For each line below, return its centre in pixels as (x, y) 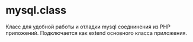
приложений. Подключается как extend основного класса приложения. (96, 33)
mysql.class (36, 10)
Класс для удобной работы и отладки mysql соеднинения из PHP (88, 27)
